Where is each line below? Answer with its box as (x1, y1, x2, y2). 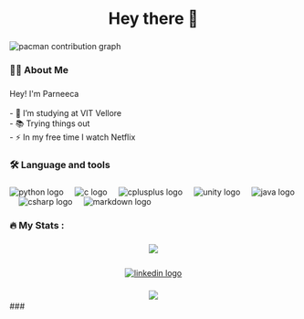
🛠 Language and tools (9, 158, 111, 171)
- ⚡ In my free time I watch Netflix (9, 132, 136, 143)
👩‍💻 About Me (9, 64, 68, 77)
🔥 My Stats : (9, 218, 65, 231)
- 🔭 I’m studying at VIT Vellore (9, 107, 122, 118)
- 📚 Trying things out (9, 118, 90, 129)
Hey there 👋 (108, 8, 199, 29)
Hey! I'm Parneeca (9, 88, 79, 99)
